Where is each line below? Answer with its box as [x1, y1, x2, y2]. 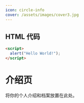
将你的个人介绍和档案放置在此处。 [5, 92, 77, 98]
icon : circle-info [5, 7, 45, 13]
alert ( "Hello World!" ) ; [10, 51, 60, 56]
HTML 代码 [5, 32, 40, 41]
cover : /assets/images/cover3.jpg [5, 12, 79, 17]
